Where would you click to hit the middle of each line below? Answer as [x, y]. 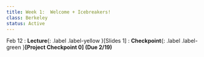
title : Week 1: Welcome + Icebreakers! [59, 12]
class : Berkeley [27, 18]
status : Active [26, 23]
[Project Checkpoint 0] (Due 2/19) [68, 47]
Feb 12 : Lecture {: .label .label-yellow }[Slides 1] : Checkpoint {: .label [93, 41]
